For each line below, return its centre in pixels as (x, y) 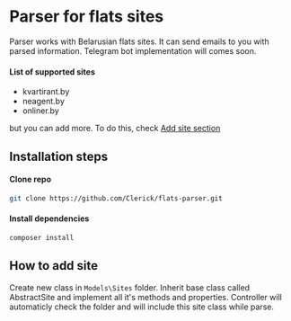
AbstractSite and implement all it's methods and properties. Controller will (146, 297)
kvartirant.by (46, 92)
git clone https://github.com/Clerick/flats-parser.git (116, 198)
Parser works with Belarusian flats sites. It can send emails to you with (139, 41)
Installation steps (59, 156)
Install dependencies (49, 218)
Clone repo (31, 179)
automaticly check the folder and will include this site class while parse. (141, 307)
